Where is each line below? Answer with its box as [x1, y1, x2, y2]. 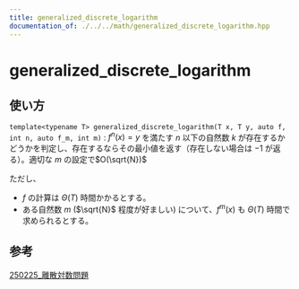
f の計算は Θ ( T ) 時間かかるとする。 [21, 192, 151, 203]
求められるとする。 [21, 215, 94, 225]
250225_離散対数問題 [9, 269, 90, 280]
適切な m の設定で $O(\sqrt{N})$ [28, 154, 148, 165]
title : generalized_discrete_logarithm [9, 13, 158, 22]
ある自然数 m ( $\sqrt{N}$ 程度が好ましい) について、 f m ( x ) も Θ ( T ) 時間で [21, 203, 291, 215]
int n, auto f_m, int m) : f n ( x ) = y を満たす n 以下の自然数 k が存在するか [9, 130, 286, 143]
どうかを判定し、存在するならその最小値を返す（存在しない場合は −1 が [9, 143, 273, 153]
